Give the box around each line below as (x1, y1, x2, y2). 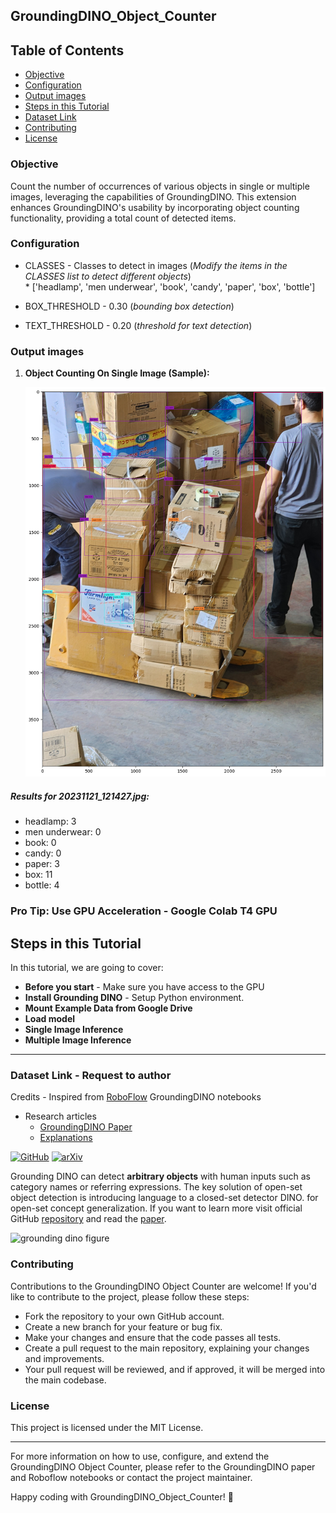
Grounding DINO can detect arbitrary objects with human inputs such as (10, 1170, 311, 1183)
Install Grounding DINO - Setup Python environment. (24, 992, 245, 1004)
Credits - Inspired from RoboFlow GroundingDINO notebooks (10, 1091, 262, 1103)
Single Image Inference (24, 1024, 124, 1036)
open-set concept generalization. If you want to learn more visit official (10, 1202, 303, 1214)
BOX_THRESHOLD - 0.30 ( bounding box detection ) (24, 300, 235, 312)
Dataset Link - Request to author (10, 1068, 172, 1082)
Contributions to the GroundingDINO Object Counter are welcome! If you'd (10, 1280, 317, 1292)
